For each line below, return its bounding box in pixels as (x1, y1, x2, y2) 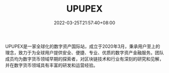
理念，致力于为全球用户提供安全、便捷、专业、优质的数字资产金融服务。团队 (5, 49, 164, 55)
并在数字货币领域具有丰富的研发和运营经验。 (5, 62, 98, 68)
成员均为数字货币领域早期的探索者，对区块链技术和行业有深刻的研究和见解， (5, 56, 164, 62)
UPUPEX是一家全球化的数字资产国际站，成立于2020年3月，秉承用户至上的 (5, 43, 160, 49)
